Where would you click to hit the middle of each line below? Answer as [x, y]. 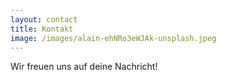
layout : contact [44, 19]
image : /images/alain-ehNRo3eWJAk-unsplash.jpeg [113, 38]
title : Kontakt [42, 29]
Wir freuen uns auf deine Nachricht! [84, 67]
